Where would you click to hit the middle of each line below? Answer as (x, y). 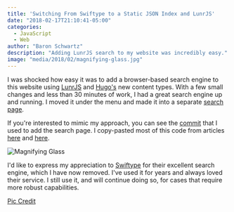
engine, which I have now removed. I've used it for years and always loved (115, 172)
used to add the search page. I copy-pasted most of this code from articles (116, 130)
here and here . (28, 138)
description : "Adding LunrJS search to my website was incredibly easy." (118, 53)
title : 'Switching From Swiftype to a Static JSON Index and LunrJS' (111, 14)
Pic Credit (22, 201)
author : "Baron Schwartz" (45, 46)
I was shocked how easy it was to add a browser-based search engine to (113, 79)
